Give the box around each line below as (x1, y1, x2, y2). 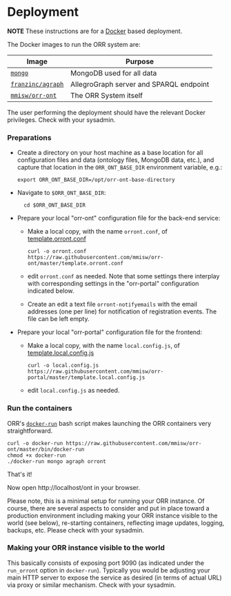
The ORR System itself (70, 90, 143, 100)
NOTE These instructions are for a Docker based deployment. (7, 27, 183, 35)
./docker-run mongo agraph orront (7, 458, 107, 465)
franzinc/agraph (10, 80, 64, 88)
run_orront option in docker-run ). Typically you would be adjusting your (7, 566, 210, 574)
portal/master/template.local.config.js (27, 374, 145, 381)
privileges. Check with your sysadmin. (7, 115, 116, 124)
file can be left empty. (27, 315, 90, 323)
